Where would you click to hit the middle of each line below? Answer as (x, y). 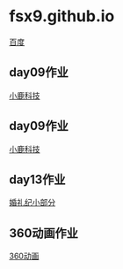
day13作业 (37, 179)
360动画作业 (44, 233)
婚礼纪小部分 (32, 203)
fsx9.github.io (62, 16)
